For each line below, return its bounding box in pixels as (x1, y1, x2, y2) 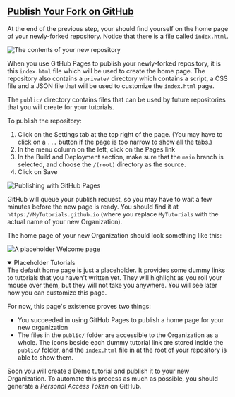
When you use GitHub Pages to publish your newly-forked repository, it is (7, 59, 221, 68)
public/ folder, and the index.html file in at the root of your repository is (17, 346, 227, 354)
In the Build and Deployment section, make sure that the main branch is (17, 152, 224, 161)
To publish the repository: (7, 116, 83, 125)
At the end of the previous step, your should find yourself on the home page (7, 24, 229, 32)
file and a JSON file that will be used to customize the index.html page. (7, 81, 215, 90)
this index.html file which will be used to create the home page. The (7, 66, 206, 75)
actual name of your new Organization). (7, 217, 123, 226)
